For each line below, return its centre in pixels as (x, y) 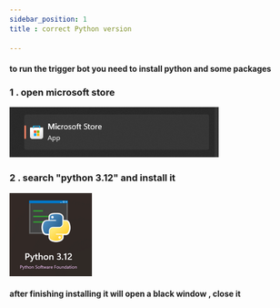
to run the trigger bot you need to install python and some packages (140, 68)
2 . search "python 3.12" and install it (92, 178)
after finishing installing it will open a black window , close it (125, 294)
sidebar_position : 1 (49, 19)
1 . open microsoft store (62, 92)
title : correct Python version (70, 29)
